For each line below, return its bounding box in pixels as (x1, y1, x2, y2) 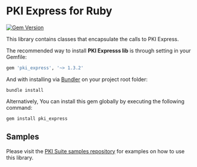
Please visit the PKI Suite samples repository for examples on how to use (6, 147, 185, 154)
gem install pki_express (6, 115, 68, 122)
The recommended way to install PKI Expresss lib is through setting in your (6, 47, 192, 54)
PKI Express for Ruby (6, 4, 112, 18)
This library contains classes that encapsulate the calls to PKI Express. (6, 35, 179, 42)
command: (6, 104, 33, 111)
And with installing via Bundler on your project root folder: (6, 76, 148, 83)
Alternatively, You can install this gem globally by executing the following (6, 97, 185, 105)
